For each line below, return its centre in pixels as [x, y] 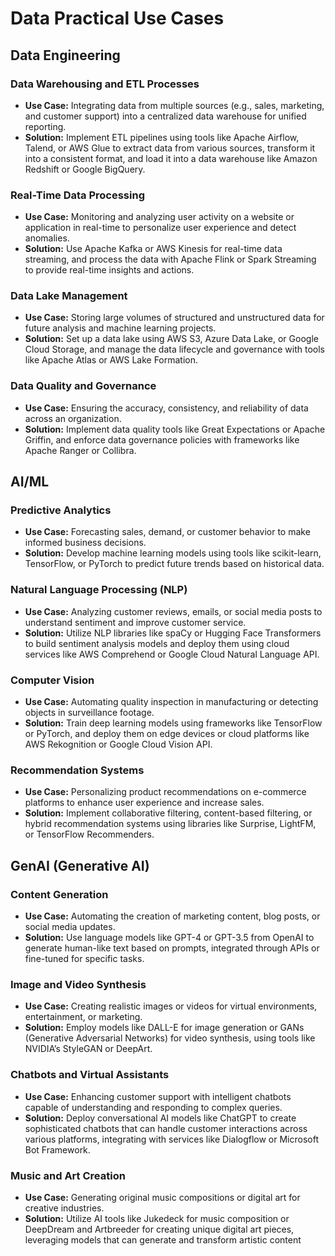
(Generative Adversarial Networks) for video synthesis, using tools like [170, 1038]
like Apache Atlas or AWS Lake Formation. [111, 360]
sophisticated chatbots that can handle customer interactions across [166, 1128]
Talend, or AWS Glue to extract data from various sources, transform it [170, 148]
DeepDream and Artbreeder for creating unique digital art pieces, [159, 1229]
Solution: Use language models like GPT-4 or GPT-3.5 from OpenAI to [169, 938]
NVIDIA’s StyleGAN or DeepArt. [88, 1049]
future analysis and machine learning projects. [120, 328]
